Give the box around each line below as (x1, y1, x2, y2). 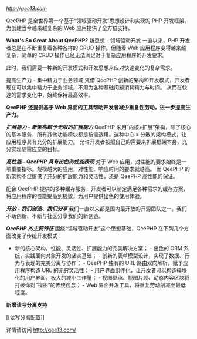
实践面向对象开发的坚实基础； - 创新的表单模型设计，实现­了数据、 (25, 252, 185, 259)
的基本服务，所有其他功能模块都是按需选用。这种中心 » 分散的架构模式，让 (6, 131, 187, 137)
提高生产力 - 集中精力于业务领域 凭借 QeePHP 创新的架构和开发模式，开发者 (6, 76, 191, 83)
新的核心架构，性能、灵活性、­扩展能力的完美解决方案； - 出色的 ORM (14, 245, 183, 251)
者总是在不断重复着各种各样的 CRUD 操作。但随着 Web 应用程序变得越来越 (6, 44, 186, 51)
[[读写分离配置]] (6, 314, 45, 321)
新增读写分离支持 (6, 301, 47, 308)
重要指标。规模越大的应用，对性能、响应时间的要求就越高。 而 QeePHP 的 (11, 166, 191, 172)
